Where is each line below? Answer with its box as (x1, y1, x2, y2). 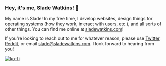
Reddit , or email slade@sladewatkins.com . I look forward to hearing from (5, 41, 154, 47)
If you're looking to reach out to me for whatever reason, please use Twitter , (5, 35, 161, 41)
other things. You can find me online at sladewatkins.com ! (5, 26, 124, 32)
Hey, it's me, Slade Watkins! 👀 (5, 4, 79, 11)
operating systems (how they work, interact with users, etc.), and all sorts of (5, 21, 162, 27)
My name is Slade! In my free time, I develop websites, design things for (5, 16, 153, 22)
